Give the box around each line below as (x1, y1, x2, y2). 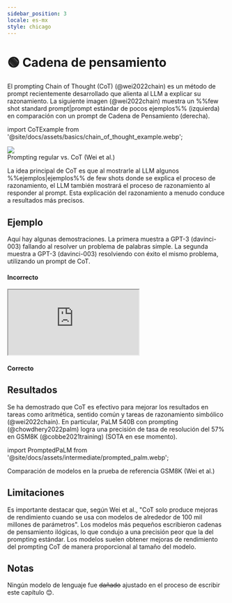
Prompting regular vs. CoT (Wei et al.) (7, 153, 115, 162)
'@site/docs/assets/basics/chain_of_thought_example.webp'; (7, 133, 183, 141)
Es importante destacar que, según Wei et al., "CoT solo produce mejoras (7, 506, 218, 514)
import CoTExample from (7, 125, 79, 134)
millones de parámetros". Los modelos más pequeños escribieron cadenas (7, 520, 222, 528)
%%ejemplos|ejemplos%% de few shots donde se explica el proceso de (7, 174, 216, 182)
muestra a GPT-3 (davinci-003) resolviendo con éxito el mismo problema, (7, 250, 219, 258)
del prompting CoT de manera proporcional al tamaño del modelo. (7, 542, 196, 551)
